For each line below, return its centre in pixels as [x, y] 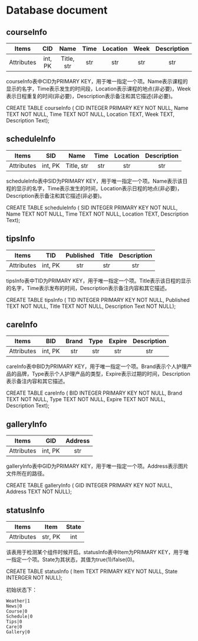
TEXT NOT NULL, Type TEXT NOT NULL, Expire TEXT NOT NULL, [86, 399]
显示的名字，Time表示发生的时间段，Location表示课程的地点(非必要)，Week [99, 89]
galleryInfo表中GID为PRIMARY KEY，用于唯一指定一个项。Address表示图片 [97, 466]
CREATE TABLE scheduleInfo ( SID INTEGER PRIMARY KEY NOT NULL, [92, 207]
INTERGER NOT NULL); [34, 578]
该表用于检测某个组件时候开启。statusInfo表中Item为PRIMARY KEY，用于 [95, 552]
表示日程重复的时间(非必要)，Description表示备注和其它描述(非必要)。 [91, 96]
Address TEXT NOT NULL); [39, 492]
